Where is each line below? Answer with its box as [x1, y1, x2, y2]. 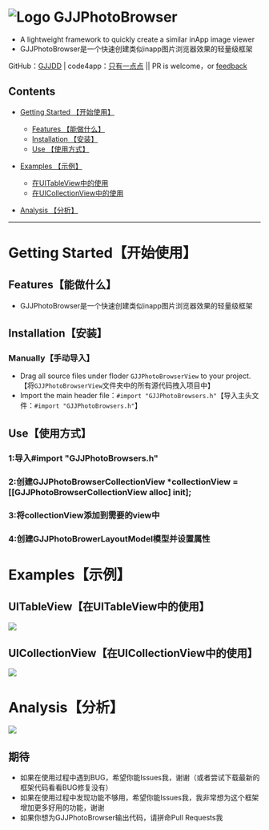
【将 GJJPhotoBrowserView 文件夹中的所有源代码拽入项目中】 [19, 381, 215, 390]
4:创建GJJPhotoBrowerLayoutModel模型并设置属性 [8, 533, 211, 544]
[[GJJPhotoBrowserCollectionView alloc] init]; [8, 486, 192, 498]
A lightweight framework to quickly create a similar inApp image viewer [19, 34, 255, 44]
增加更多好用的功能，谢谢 [19, 803, 105, 812]
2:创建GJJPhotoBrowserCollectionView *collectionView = [8, 476, 239, 487]
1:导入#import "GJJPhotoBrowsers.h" [8, 453, 159, 464]
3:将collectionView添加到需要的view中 [8, 510, 160, 521]
